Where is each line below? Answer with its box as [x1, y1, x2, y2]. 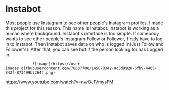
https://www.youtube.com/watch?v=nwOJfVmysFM [5, 79, 114, 85]
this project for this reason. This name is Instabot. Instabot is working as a [5, 25, 159, 31]
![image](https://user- [32, 61, 82, 66]
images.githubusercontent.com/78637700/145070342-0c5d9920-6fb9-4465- [5, 66, 157, 71]
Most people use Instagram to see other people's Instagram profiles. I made [5, 20, 163, 26]
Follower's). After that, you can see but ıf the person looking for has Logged [5, 46, 163, 52]
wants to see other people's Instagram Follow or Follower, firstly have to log [5, 36, 163, 42]
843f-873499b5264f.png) [5, 70, 56, 75]
